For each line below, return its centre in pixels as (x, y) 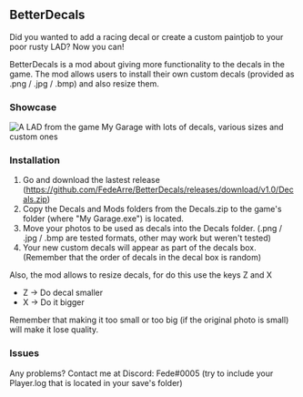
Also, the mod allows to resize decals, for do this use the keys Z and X (141, 275)
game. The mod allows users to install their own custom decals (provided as (152, 74)
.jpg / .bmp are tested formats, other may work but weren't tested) (146, 238)
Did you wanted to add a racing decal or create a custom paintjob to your (146, 36)
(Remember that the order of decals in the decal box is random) (142, 258)
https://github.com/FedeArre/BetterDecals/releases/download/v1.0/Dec (160, 189)
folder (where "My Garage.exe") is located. (103, 219)
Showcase (33, 107)
